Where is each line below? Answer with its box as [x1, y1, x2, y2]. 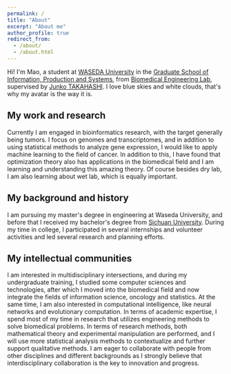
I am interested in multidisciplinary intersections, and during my [7, 271, 188, 279]
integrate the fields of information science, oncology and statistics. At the [7, 293, 216, 301]
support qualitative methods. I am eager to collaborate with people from [7, 344, 212, 353]
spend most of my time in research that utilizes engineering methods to [7, 315, 210, 324]
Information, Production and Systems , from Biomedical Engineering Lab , [7, 75, 212, 83]
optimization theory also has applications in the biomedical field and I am [7, 157, 214, 166]
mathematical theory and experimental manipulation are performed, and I [7, 330, 215, 338]
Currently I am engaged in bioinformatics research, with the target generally [7, 128, 223, 136]
